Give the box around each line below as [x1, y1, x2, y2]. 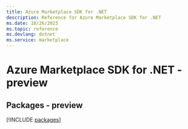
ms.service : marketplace [6, 37, 69, 43]
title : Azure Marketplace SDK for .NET [6, 8, 107, 15]
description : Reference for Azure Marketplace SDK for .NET [6, 15, 162, 21]
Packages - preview [6, 100, 83, 110]
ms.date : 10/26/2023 [6, 20, 59, 26]
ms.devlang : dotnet [6, 31, 56, 38]
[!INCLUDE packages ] [6, 116, 61, 123]
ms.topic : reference [6, 25, 59, 32]
